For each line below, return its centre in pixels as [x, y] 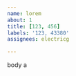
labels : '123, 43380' [38, 33]
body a [17, 65]
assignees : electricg [38, 39]
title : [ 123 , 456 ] [34, 26]
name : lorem [24, 13]
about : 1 [20, 20]
